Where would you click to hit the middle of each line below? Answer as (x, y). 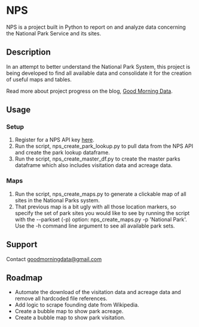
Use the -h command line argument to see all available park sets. (95, 226)
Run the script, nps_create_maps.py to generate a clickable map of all (100, 194)
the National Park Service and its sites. (54, 33)
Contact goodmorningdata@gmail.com (54, 259)
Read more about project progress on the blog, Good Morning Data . (90, 91)
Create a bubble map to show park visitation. (70, 317)
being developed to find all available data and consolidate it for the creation (99, 73)
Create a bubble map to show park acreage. (69, 311)
